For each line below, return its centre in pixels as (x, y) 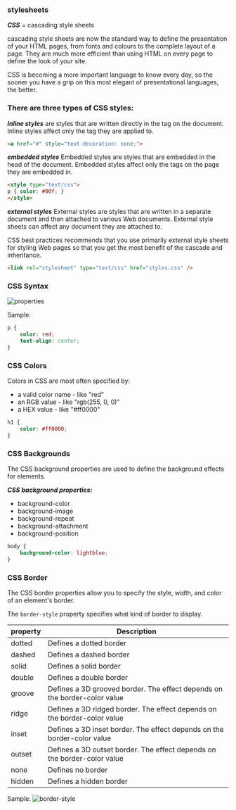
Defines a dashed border (89, 654)
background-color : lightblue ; (64, 553)
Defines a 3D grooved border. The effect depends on (136, 689)
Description (136, 631)
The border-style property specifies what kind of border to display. (105, 614)
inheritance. (25, 255)
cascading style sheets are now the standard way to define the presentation (117, 39)
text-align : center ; (50, 341)
